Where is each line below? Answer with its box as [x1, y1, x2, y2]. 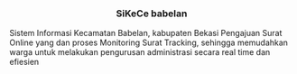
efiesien [9, 57, 40, 68]
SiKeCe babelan [116, 7, 188, 20]
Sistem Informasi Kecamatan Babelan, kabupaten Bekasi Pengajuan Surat [9, 28, 283, 39]
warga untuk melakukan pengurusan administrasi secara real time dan [9, 47, 271, 58]
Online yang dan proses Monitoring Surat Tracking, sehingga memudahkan [9, 37, 289, 48]
